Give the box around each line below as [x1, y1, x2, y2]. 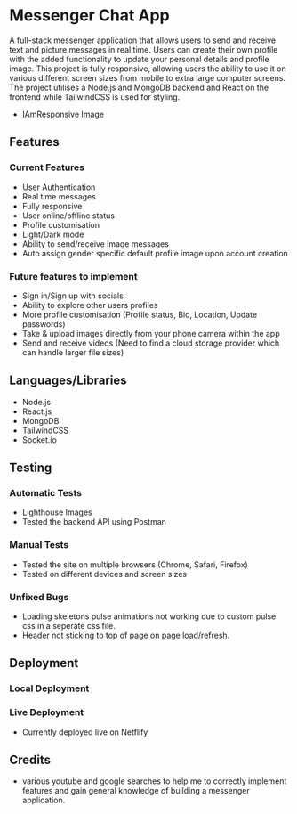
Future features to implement [9, 270, 138, 282]
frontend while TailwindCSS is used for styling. [9, 91, 181, 102]
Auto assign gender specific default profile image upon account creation [21, 248, 289, 258]
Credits [9, 753, 52, 768]
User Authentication [21, 182, 96, 192]
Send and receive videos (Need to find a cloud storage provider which [21, 338, 280, 348]
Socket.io [21, 434, 58, 445]
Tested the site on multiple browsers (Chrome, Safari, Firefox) [21, 558, 249, 570]
